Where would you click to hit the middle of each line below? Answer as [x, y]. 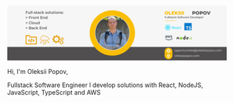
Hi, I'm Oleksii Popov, [38, 71]
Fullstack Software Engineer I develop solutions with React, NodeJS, [105, 85]
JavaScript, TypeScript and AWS [54, 92]
